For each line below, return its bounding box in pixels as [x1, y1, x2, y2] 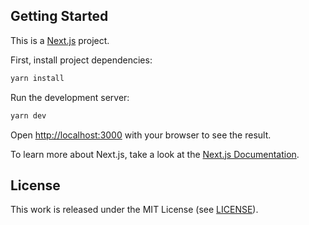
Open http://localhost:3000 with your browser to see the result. [10, 129, 272, 141]
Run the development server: [10, 91, 130, 103]
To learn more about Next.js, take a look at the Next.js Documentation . [10, 148, 300, 160]
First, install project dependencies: [10, 54, 153, 66]
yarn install [10, 73, 65, 83]
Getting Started [10, 8, 109, 25]
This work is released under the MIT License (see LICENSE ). [10, 204, 259, 216]
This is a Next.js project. [10, 34, 110, 46]
